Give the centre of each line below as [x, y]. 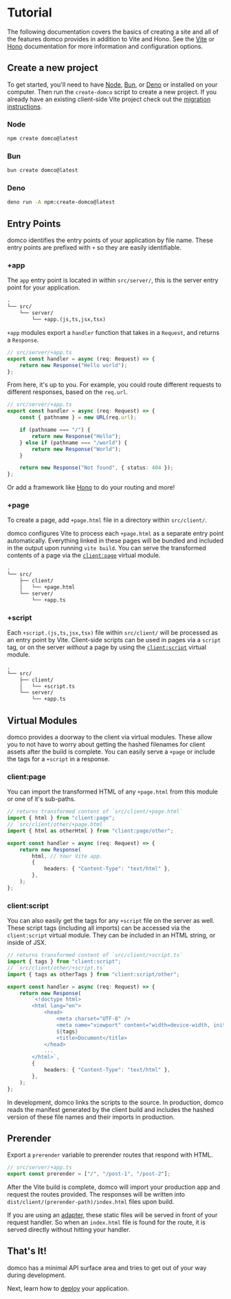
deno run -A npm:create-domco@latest [61, 202]
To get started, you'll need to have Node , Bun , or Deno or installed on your [112, 85]
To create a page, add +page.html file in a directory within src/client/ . [107, 520]
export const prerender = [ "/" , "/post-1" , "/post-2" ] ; [89, 1174]
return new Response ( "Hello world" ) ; [74, 365]
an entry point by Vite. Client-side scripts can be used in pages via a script [114, 640]
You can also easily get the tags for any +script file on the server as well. [111, 921]
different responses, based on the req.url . [68, 392]
